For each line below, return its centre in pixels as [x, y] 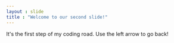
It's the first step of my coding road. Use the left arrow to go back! [87, 34]
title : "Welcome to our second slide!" [57, 17]
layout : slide [25, 11]
